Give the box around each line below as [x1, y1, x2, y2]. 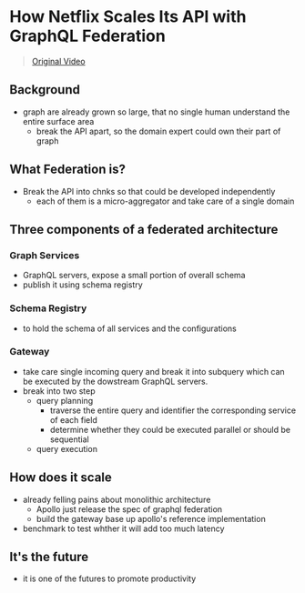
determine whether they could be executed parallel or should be [49, 424, 291, 435]
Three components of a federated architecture [9, 221, 279, 237]
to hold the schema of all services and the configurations [22, 323, 237, 334]
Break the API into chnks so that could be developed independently [22, 186, 276, 196]
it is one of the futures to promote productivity [22, 573, 197, 584]
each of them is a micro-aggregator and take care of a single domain [36, 196, 295, 206]
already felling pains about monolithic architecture [22, 494, 211, 505]
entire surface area [22, 116, 95, 126]
